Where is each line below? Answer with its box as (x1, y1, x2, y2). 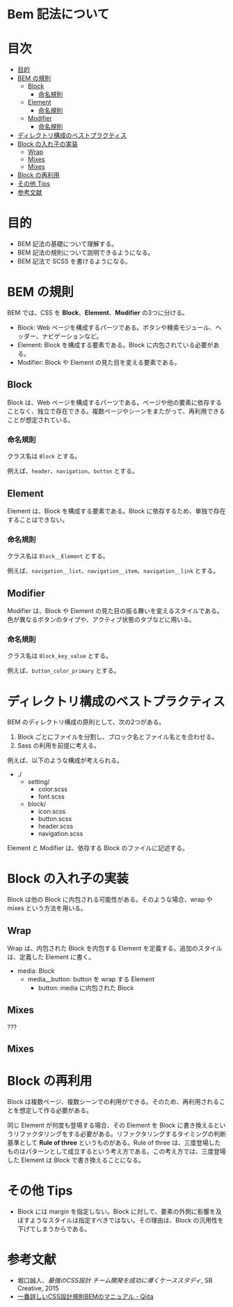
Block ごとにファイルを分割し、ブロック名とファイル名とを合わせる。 (17, 733, 218, 741)
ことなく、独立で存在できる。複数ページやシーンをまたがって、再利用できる (7, 407, 225, 415)
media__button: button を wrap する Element (27, 975, 155, 983)
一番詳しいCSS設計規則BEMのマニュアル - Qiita (17, 1292, 154, 1301)
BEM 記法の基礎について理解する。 (17, 240, 118, 248)
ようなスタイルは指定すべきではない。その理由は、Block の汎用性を (29, 1216, 224, 1225)
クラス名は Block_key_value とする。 (7, 651, 113, 660)
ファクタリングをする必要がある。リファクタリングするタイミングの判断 (19, 1130, 226, 1138)
